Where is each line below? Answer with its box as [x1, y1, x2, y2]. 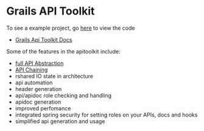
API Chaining [15, 65, 48, 73]
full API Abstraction [15, 59, 64, 67]
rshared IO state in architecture [15, 72, 93, 79]
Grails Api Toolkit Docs [15, 36, 72, 43]
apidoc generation [15, 98, 62, 106]
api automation [15, 79, 53, 86]
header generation [15, 85, 62, 92]
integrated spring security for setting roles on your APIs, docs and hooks [15, 111, 198, 118]
